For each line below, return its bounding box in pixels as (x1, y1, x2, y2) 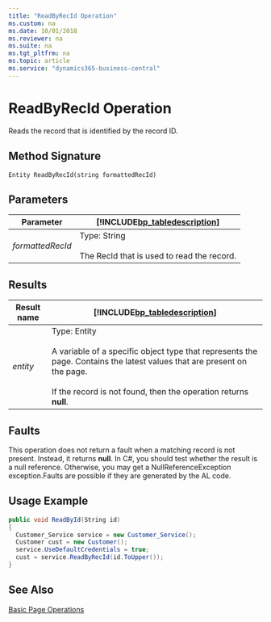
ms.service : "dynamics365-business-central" (8, 65, 161, 73)
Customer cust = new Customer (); (15, 538, 128, 546)
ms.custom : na (8, 19, 56, 27)
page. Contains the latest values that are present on (51, 356, 248, 368)
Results (8, 278, 48, 292)
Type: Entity (51, 326, 97, 337)
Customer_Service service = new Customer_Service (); (15, 531, 197, 539)
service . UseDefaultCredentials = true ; (15, 546, 150, 554)
